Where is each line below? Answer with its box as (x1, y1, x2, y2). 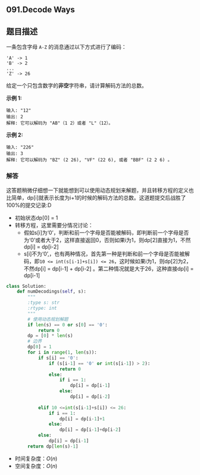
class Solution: (6, 283, 46, 289)
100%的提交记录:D (6, 202, 52, 209)
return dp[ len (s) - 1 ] (27, 443, 79, 449)
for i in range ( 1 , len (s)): (27, 350, 97, 356)
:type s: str (27, 300, 60, 306)
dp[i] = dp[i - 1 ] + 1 (59, 416, 105, 421)
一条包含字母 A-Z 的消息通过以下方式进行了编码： (6, 43, 127, 51)
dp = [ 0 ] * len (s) (27, 333, 73, 339)
